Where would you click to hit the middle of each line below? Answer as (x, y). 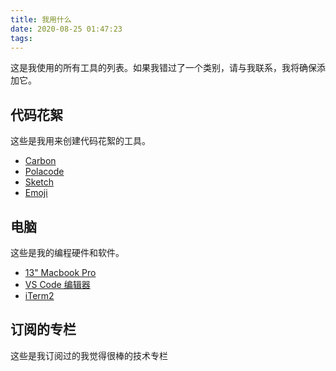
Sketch (39, 182)
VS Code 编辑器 (57, 284)
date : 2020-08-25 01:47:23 (66, 29)
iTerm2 (39, 295)
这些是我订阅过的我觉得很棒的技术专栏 (89, 355)
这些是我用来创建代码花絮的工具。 (80, 141)
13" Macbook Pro (60, 272)
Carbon (40, 161)
